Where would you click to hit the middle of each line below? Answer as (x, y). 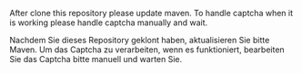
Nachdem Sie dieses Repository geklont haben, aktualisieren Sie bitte (140, 40)
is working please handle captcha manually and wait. (109, 23)
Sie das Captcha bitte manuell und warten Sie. (96, 59)
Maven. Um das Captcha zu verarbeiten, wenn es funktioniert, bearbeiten (147, 50)
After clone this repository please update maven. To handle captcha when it (151, 13)
